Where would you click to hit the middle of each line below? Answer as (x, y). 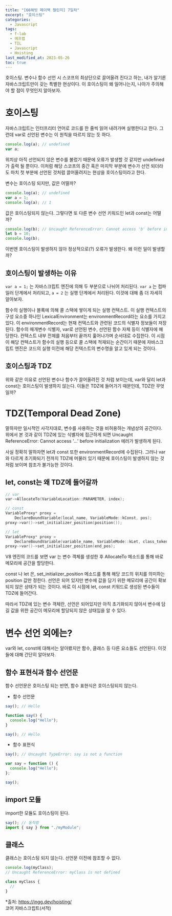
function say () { (24, 715)
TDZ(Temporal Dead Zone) (63, 413)
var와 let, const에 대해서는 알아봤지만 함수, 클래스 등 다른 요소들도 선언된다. (81, 648)
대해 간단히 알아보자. (35, 655)
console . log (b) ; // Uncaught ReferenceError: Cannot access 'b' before (83, 229)
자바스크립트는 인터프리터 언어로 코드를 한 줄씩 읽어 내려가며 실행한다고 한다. (82, 128)
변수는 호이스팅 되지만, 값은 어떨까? (41, 183)
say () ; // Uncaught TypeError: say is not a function (64, 754)
